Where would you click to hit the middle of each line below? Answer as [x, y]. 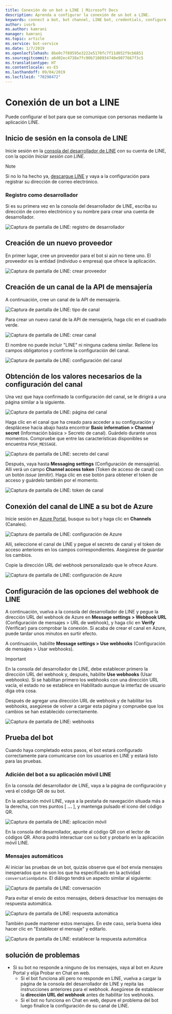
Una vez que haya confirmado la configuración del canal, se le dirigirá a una [86, 397]
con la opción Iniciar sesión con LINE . [45, 156]
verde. [12, 325]
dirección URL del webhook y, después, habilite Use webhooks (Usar [79, 674]
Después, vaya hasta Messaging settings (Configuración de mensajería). [83, 464]
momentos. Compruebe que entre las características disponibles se [77, 439]
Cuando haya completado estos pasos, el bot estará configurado [74, 750]
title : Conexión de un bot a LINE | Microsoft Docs [62, 10]
